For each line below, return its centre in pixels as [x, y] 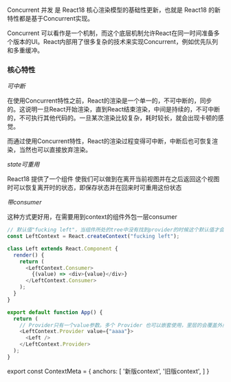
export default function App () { [55, 312]
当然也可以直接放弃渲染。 [55, 150]
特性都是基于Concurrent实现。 [51, 18]
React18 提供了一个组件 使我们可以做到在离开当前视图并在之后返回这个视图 [113, 179]
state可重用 [23, 165]
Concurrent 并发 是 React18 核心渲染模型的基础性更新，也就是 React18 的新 [114, 10]
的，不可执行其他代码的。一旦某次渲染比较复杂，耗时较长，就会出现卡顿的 [112, 118]
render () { [29, 255]
